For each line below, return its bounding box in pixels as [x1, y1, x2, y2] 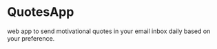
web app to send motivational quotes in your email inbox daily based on [7, 27, 211, 35]
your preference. [7, 34, 55, 42]
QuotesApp [7, 4, 74, 20]
